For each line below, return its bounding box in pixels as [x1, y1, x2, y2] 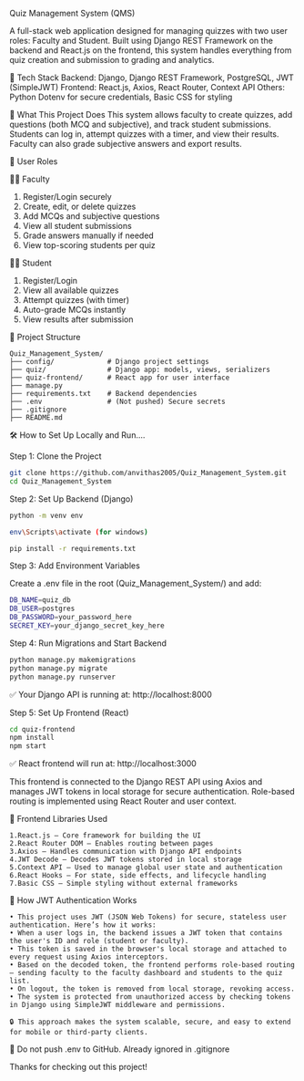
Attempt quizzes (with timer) [22, 295, 130, 305]
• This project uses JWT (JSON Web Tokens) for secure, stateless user [9, 912, 287, 922]
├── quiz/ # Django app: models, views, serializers [9, 365, 271, 374]
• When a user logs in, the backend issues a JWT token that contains [9, 929, 283, 938]
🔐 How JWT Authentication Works [9, 895, 137, 906]
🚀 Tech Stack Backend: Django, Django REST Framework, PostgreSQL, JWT [9, 72, 294, 83]
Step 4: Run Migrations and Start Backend [9, 638, 167, 649]
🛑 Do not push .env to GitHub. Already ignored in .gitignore [9, 1044, 230, 1055]
